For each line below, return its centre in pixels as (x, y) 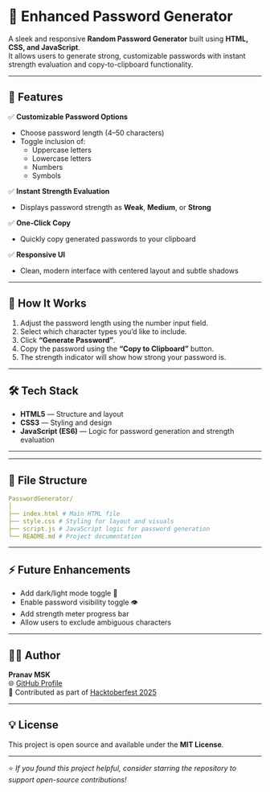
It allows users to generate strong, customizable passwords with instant (127, 56)
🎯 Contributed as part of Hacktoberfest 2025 (82, 692)
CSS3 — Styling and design (66, 423)
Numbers (47, 167)
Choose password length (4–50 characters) (92, 133)
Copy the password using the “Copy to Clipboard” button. (117, 349)
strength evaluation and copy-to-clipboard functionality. (101, 64)
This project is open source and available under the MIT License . (116, 745)
